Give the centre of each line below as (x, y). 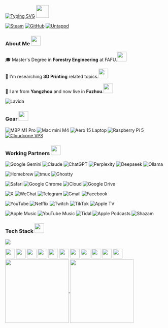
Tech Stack (20, 231)
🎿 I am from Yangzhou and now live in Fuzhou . (55, 92)
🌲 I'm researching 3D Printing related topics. (52, 77)
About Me (18, 43)
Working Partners (28, 153)
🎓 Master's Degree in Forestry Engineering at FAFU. (61, 60)
